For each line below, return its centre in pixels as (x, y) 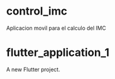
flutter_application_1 (58, 53)
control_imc (37, 11)
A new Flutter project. (33, 69)
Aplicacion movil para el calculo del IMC (56, 28)
